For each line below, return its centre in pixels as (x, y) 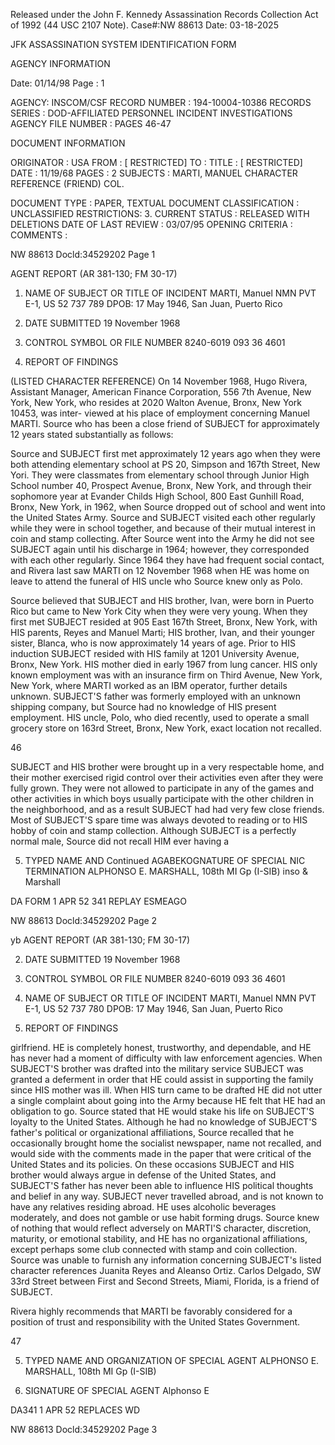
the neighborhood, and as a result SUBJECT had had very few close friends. (167, 809)
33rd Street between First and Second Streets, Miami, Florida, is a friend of (165, 1281)
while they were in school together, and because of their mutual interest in (163, 528)
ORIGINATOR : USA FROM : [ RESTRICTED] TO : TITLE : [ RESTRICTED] (156, 162)
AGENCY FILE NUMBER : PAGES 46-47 (91, 123)
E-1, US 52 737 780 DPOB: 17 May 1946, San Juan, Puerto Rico (153, 1008)
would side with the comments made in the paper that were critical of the (161, 1153)
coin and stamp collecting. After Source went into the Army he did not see (162, 538)
